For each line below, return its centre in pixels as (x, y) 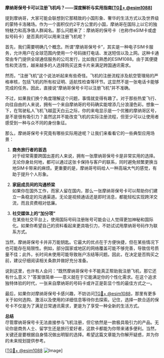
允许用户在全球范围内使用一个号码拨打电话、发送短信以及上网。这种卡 (84, 53)
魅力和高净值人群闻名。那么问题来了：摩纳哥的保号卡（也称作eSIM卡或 (81, 30)
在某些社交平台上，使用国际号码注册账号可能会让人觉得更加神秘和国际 (83, 219)
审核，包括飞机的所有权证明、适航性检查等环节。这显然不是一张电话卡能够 (84, 82)
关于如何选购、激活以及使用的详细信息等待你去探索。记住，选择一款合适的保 (82, 300)
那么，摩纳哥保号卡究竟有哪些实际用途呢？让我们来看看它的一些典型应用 (78, 133)
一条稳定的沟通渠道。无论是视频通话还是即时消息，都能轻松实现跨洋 (85, 197)
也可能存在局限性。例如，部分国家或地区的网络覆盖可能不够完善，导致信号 (80, 248)
